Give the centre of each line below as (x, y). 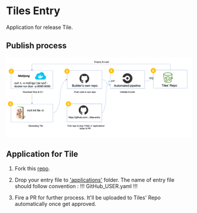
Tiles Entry (33, 11)
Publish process (36, 46)
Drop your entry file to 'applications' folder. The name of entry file (95, 180)
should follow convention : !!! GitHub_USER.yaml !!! (76, 186)
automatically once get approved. (55, 204)
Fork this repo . (32, 168)
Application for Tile (42, 154)
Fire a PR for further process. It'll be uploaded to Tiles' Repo (88, 197)
